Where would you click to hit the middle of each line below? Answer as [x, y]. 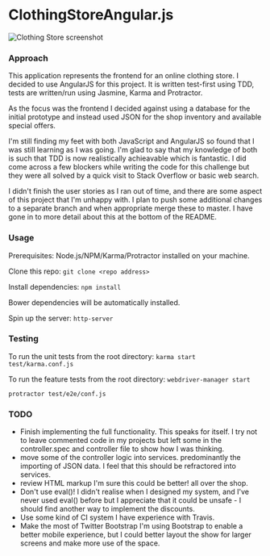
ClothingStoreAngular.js [91, 15]
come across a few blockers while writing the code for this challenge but [129, 167]
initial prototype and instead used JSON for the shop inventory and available [135, 117]
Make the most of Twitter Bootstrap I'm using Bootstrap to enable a [131, 526]
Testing [23, 339]
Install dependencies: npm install [65, 286]
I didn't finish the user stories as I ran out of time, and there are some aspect [135, 191]
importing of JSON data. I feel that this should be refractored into [128, 466]
